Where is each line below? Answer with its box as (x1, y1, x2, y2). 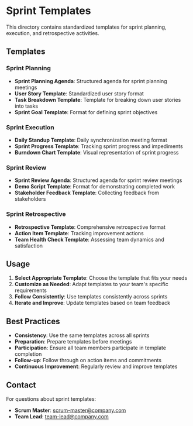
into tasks (14, 102, 39, 109)
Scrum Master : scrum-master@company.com (14, 407, 126, 414)
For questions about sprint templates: (6, 395, 96, 402)
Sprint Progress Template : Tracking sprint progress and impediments (14, 142, 183, 150)
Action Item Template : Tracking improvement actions (14, 229, 144, 236)
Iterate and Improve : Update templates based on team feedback (14, 300, 171, 307)
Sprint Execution (6, 123, 54, 131)
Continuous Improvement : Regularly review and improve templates (14, 363, 178, 370)
